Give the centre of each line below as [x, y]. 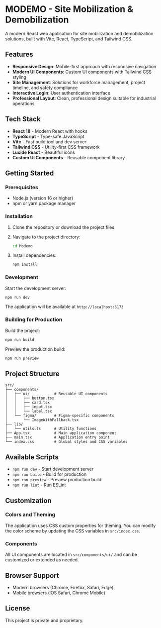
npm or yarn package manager [44, 204]
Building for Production [34, 319]
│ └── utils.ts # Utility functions [51, 429]
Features [19, 54]
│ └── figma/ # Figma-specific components [60, 416]
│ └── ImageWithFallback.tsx [42, 420]
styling [19, 77]
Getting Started [30, 173]
